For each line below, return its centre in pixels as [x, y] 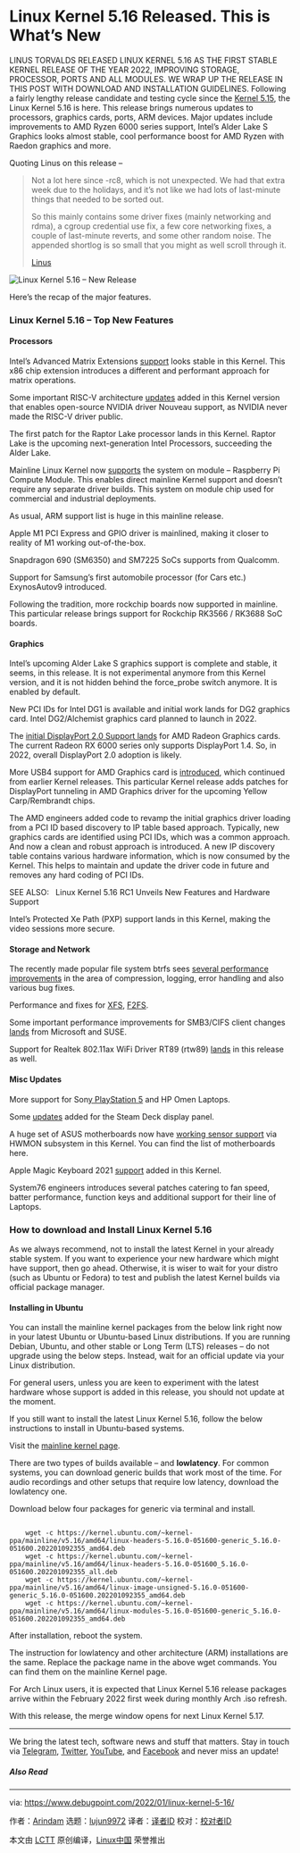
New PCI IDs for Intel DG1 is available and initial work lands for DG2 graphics [150, 709]
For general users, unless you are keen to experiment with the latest [134, 1383]
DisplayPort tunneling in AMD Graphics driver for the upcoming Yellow [138, 792]
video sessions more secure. [62, 929]
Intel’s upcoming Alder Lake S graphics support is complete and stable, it [143, 664]
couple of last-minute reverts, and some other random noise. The [151, 235]
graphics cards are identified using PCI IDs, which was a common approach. [150, 837]
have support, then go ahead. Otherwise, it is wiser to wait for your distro [144, 1268]
